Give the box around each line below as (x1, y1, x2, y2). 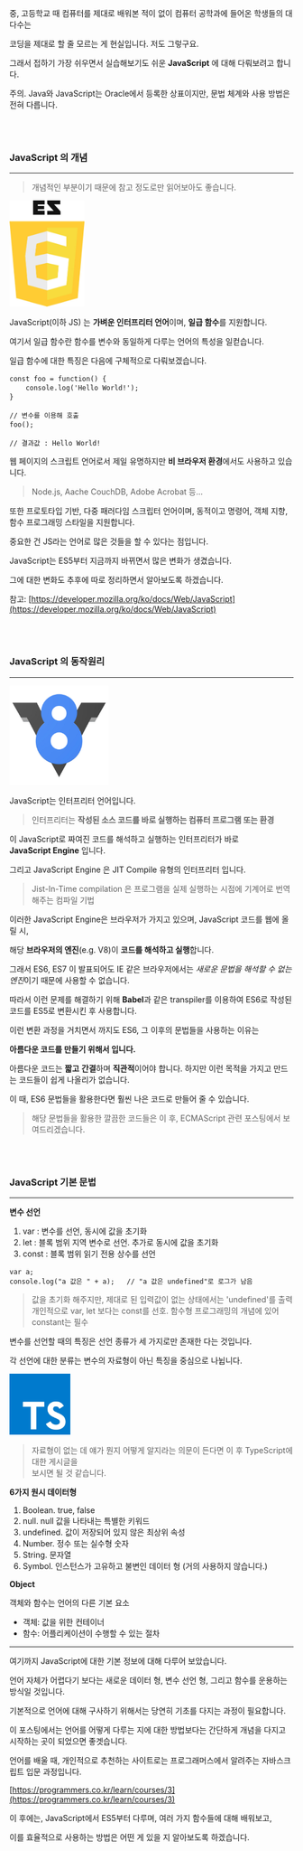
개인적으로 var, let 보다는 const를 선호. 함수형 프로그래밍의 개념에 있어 (31, 1305, 280, 1316)
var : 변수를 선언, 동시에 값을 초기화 (22, 1226, 147, 1236)
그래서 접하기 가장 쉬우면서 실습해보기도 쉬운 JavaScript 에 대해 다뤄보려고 (9, 58, 275, 68)
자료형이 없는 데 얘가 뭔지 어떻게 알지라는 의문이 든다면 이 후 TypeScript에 (31, 1444, 293, 1455)
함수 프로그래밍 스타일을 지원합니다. (9, 517, 135, 528)
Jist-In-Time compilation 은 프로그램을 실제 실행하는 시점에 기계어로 (31, 883, 274, 894)
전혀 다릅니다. (9, 99, 59, 110)
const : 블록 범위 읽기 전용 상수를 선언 (22, 1248, 156, 1259)
